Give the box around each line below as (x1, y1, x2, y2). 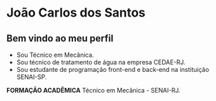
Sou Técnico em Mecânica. (16, 50, 95, 59)
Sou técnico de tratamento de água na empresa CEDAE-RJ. (16, 58, 186, 66)
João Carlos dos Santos (6, 5, 146, 21)
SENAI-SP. (16, 73, 48, 81)
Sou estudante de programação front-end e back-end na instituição (16, 66, 210, 73)
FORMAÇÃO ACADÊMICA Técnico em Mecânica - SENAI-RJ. (6, 86, 181, 94)
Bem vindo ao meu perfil (6, 33, 114, 44)
